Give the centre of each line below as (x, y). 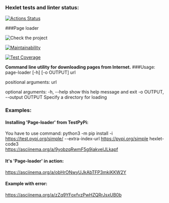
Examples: (18, 111)
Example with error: (26, 184)
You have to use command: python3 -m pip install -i (59, 133)
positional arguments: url (31, 82)
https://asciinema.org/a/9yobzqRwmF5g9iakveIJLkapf (62, 149)
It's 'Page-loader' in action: (35, 161)
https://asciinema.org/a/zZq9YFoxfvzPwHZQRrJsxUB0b (64, 194)
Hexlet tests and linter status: (42, 8)
